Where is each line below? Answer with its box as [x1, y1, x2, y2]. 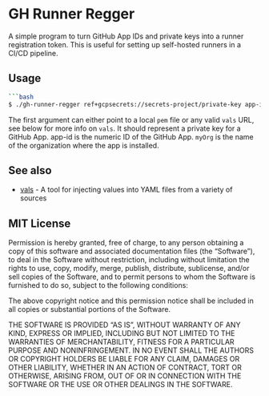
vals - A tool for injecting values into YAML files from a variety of [19, 185, 233, 195]
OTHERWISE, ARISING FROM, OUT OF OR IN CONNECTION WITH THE [8, 371, 242, 381]
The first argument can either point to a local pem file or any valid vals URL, [8, 115, 255, 124]
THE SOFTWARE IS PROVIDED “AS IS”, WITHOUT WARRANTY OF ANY [8, 320, 241, 329]
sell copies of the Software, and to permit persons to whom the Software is [8, 272, 256, 281]
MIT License [8, 216, 71, 230]
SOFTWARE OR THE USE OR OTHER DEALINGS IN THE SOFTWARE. [8, 380, 233, 390]
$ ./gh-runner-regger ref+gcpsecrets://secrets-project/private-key [8, 100, 242, 108]
